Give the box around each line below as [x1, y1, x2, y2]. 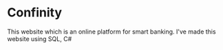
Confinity [7, 5, 63, 21]
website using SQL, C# [7, 34, 72, 42]
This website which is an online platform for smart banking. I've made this [7, 27, 216, 36]
